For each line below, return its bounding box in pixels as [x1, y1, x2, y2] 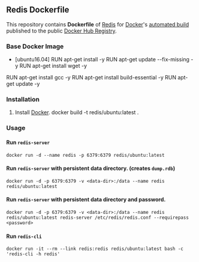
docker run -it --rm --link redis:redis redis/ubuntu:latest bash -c [6, 246, 184, 252]
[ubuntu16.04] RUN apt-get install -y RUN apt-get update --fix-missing [14, 56, 190, 63]
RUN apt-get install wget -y [19, 62, 88, 70]
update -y [16, 81, 40, 88]
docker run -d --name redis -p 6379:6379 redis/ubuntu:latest [6, 152, 165, 158]
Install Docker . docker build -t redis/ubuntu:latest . [14, 109, 139, 116]
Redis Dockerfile [6, 5, 70, 15]
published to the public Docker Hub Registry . [6, 27, 117, 34]
